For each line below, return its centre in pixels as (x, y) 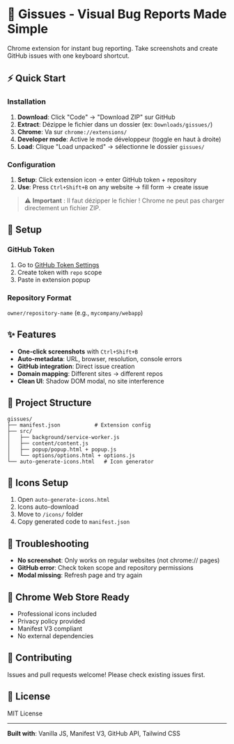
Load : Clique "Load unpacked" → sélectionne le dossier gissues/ (111, 146)
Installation (27, 102)
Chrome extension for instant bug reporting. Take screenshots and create (112, 48)
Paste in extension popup (54, 279)
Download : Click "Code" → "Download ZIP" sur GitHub (96, 117)
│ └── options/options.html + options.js (71, 455)
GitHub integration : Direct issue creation (76, 366)
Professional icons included (57, 614)
